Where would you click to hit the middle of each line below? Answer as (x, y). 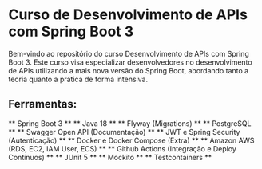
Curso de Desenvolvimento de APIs (128, 15)
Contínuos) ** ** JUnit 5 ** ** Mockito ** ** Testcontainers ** (110, 157)
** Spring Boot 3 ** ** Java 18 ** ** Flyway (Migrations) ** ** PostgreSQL (130, 123)
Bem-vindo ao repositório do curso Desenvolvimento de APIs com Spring (129, 53)
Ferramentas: (43, 104)
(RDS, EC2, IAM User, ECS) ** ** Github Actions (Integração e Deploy (123, 148)
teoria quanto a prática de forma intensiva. (78, 79)
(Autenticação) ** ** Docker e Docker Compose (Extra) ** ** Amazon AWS (131, 140)
